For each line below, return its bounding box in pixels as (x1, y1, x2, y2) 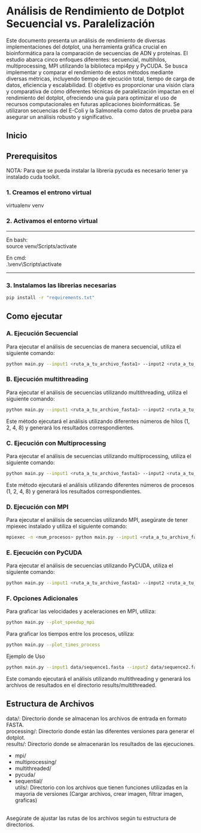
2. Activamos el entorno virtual (6, 217, 98, 225)
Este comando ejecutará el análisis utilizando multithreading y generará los (6, 675, 191, 682)
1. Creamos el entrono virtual (6, 188, 92, 197)
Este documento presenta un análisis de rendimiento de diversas (6, 37, 166, 44)
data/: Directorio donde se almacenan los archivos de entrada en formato (6, 715, 187, 722)
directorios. (6, 820, 35, 828)
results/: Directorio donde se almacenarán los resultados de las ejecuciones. (6, 740, 195, 747)
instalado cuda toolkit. (6, 173, 61, 181)
